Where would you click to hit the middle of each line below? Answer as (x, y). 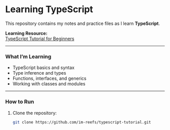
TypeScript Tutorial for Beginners (40, 39)
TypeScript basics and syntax (44, 68)
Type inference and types (39, 73)
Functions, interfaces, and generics (50, 78)
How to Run (20, 102)
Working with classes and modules (49, 84)
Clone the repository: (35, 113)
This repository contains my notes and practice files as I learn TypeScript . (83, 23)
